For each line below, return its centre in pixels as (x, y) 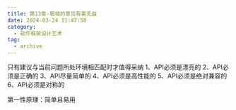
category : (22, 27)
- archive (28, 46)
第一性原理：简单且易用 (41, 99)
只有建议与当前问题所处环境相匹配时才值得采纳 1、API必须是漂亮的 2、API (115, 67)
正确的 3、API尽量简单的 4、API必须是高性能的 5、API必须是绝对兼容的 (123, 76)
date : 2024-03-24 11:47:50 (47, 20)
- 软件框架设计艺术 (38, 33)
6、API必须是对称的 (36, 84)
